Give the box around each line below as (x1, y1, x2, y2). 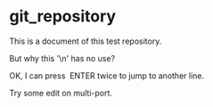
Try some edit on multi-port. (9, 87, 113, 98)
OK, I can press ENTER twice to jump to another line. (9, 70, 205, 81)
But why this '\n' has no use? (9, 53, 116, 63)
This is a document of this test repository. (9, 36, 162, 46)
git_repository (9, 6, 117, 27)
